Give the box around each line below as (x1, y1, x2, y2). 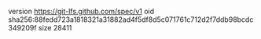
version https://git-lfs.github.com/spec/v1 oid (8, 7, 155, 16)
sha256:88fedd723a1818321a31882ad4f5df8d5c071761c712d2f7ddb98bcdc (8, 15, 254, 24)
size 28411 (38, 23, 72, 32)
